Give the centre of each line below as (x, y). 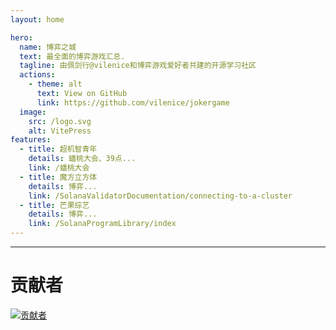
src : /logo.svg (60, 121)
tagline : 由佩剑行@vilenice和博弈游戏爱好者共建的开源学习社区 (138, 66)
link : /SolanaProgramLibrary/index (102, 224)
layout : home (37, 19)
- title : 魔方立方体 (58, 177)
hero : (21, 37)
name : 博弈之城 (48, 47)
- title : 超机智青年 (58, 149)
